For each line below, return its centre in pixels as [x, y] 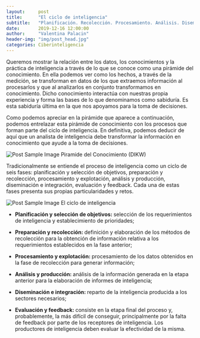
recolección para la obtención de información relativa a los [87, 238]
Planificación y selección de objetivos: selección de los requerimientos [103, 214]
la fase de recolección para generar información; [75, 262]
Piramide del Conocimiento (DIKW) [103, 154]
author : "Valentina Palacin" [48, 34]
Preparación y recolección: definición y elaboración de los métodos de [102, 232]
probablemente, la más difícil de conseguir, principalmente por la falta [100, 316]
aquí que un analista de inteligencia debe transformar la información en [93, 136]
